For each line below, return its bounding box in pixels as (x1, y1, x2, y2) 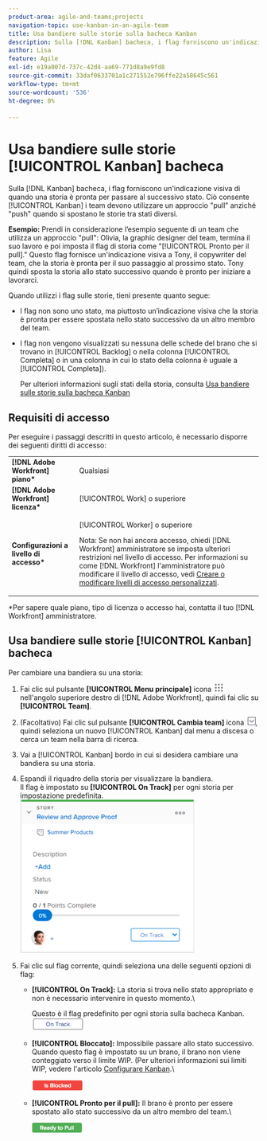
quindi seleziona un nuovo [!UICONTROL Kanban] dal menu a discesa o (19, 725, 254, 736)
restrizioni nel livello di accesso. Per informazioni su (79, 553, 249, 562)
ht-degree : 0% (8, 96, 56, 105)
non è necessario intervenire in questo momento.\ (31, 993, 195, 1002)
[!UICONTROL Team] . (19, 701, 92, 710)
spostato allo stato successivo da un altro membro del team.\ (31, 1107, 232, 1116)
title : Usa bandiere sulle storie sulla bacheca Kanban (8, 29, 197, 37)
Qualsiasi (79, 466, 110, 475)
